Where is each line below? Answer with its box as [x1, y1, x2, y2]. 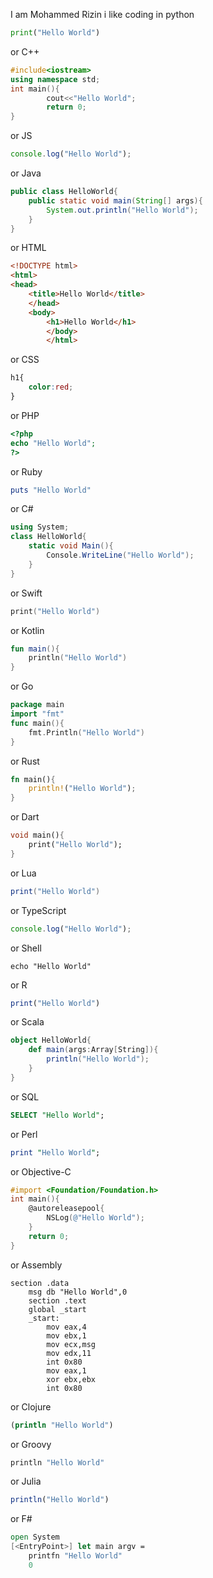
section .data [10, 1278, 70, 1288]
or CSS [10, 354, 40, 366]
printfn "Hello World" [28, 1551, 123, 1561]
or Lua [10, 867, 37, 879]
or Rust [10, 755, 40, 767]
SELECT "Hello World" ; [10, 1110, 105, 1120]
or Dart [10, 811, 40, 823]
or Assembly [10, 1259, 63, 1271]
